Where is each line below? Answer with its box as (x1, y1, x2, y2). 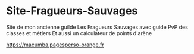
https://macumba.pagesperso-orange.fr (6, 41, 104, 48)
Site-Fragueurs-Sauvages (6, 4, 138, 18)
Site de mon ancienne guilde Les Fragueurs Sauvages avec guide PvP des (6, 23, 189, 31)
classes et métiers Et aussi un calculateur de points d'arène (6, 29, 152, 36)
